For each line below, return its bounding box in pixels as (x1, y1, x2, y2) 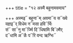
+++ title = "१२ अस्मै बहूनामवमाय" (5, 5, 67, 11)
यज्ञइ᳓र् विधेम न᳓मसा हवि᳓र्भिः (5, 21, 53, 27)
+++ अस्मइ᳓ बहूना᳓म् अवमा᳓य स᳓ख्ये (5, 15, 67, 21)
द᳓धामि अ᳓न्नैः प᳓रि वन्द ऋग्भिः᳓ (5, 32, 56, 38)
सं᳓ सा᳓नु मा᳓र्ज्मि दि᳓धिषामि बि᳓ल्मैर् (5, 27, 63, 33)
